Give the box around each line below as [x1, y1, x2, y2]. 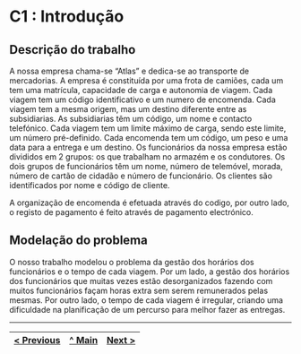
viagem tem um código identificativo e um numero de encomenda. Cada [9, 94, 276, 105]
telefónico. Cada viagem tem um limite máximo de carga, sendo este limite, [9, 123, 287, 134]
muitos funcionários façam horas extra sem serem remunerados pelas [9, 285, 269, 296]
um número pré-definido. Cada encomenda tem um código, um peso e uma [9, 133, 288, 142]
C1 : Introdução [9, 6, 125, 27]
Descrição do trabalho [9, 42, 136, 57]
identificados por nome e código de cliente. [9, 180, 170, 190]
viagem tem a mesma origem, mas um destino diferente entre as [9, 104, 247, 114]
